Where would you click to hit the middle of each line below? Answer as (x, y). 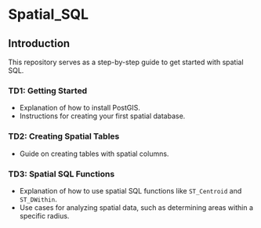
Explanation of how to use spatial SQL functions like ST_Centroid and (130, 190)
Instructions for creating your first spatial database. (102, 116)
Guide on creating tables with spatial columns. (94, 154)
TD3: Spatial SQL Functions (62, 174)
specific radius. (44, 215)
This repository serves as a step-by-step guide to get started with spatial (126, 62)
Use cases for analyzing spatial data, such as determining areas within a (136, 207)
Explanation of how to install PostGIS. (80, 108)
